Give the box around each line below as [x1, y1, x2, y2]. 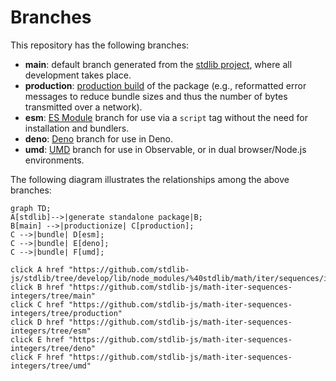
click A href [10, 264, 65, 275]
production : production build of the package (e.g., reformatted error [24, 79, 307, 91]
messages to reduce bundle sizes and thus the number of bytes [24, 90, 288, 102]
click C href [10, 299, 65, 310]
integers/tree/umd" [10, 361, 92, 371]
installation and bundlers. [24, 122, 130, 134]
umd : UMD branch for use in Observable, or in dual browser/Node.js [24, 143, 307, 155]
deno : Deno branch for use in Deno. [24, 132, 174, 145]
